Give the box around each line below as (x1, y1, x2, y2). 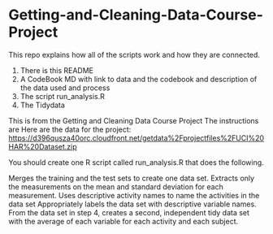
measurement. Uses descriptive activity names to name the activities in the (8, 190, 260, 200)
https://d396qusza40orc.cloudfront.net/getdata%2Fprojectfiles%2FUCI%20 (8, 132, 265, 143)
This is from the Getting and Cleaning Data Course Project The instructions (8, 115, 259, 125)
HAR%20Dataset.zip (8, 141, 77, 151)
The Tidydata (19, 100, 65, 110)
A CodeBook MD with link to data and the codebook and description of (19, 74, 258, 84)
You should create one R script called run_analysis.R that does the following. (8, 157, 264, 167)
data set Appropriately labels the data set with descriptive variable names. (8, 199, 258, 209)
